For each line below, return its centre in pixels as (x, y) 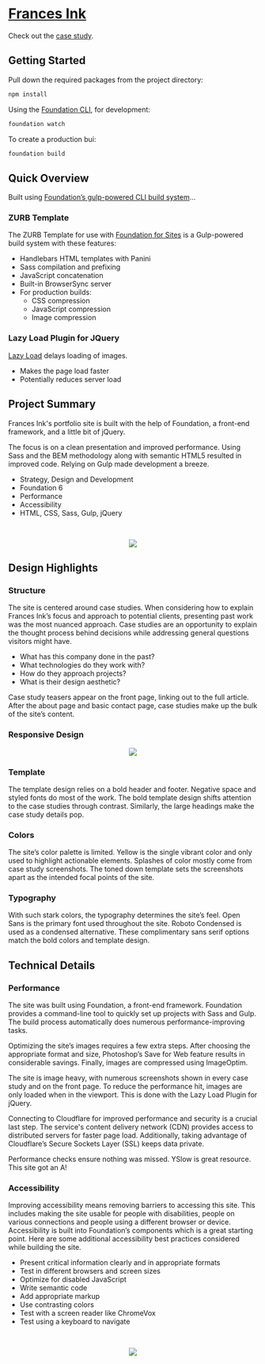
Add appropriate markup (60, 1297)
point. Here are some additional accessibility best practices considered (124, 1239)
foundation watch (37, 124)
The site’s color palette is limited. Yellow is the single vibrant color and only (130, 852)
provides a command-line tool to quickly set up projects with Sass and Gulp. (132, 1014)
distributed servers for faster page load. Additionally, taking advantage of (128, 1135)
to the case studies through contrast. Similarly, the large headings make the (131, 806)
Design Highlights (53, 568)
